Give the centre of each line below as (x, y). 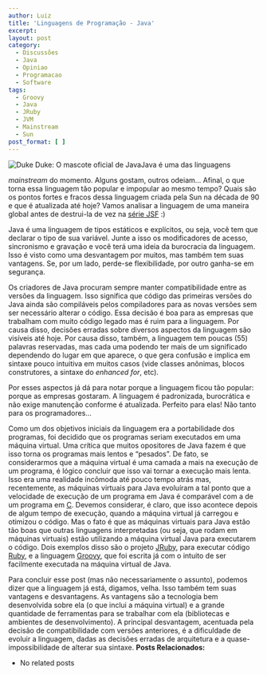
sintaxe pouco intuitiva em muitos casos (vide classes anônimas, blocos (126, 363)
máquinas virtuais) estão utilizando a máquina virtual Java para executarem (132, 539)
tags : (17, 90)
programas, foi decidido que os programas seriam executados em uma (125, 436)
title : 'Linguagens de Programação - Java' (82, 23)
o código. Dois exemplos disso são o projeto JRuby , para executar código (129, 547)
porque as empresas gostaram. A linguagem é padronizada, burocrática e (130, 396)
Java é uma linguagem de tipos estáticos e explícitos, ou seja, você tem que (133, 229)
